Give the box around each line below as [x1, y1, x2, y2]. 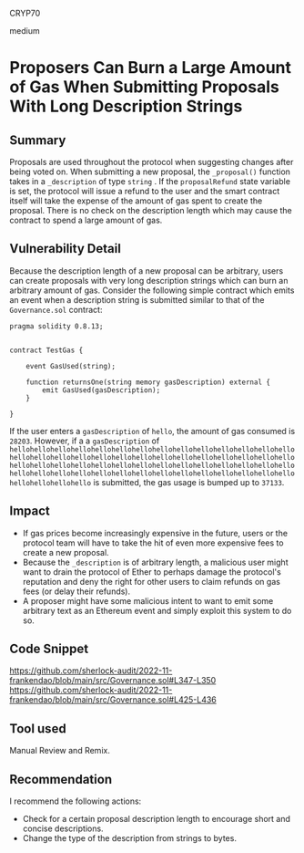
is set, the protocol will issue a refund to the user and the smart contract [9, 186, 280, 196]
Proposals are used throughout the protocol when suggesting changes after [9, 157, 294, 167]
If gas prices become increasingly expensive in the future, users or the [22, 527, 289, 538]
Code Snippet [9, 641, 89, 657]
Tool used [9, 721, 66, 736]
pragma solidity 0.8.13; [9, 321, 104, 331]
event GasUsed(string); [25, 361, 117, 370]
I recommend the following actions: [9, 796, 142, 806]
